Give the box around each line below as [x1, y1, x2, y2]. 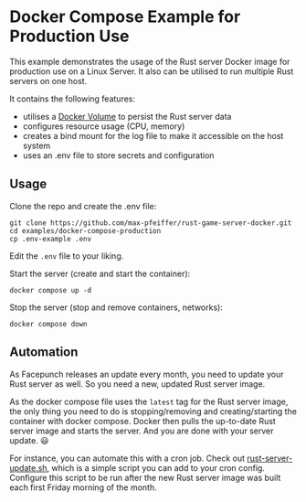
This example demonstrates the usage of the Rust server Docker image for [9, 56, 290, 67]
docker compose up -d [9, 285, 92, 294]
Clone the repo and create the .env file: [9, 200, 157, 211]
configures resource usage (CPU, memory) [22, 121, 185, 132]
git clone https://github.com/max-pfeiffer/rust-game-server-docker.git [9, 218, 292, 228]
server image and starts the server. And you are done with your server [9, 425, 274, 436]
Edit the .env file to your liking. [9, 250, 124, 262]
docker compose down [9, 319, 89, 328]
